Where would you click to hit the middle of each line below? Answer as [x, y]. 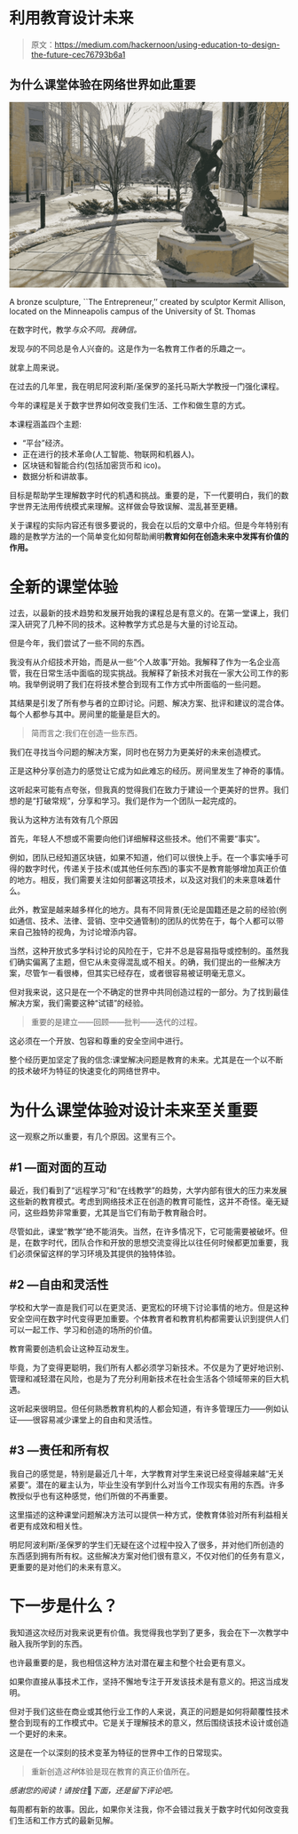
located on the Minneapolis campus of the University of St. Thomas [133, 311]
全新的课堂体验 [64, 587]
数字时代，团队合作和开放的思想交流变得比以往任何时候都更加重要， [157, 1243]
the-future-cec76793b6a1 [78, 54]
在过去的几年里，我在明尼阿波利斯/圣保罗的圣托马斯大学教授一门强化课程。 [147, 387]
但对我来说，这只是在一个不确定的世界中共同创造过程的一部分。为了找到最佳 [149, 992]
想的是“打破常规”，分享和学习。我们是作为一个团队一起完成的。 [125, 801]
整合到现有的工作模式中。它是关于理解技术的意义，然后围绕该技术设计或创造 [149, 1722]
